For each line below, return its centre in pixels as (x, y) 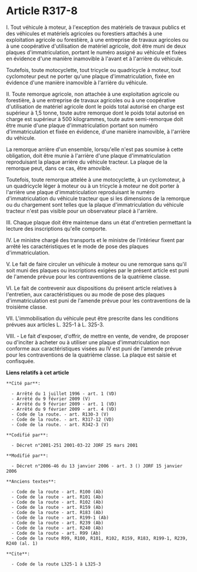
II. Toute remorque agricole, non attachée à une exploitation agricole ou (93, 94)
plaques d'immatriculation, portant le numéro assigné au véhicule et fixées (96, 52)
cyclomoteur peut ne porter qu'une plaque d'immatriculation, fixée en (90, 76)
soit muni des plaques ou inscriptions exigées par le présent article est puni (98, 270)
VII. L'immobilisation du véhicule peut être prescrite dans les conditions (92, 318)
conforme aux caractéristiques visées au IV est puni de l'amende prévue (94, 348)
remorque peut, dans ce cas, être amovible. (59, 168)
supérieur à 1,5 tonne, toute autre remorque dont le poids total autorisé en (96, 113)
